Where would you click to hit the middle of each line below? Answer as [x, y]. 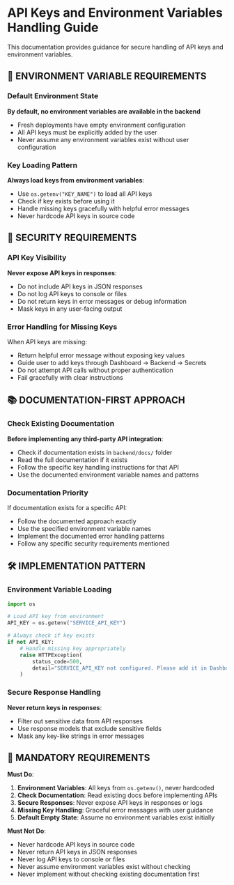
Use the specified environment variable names [84, 528]
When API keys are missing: [47, 341]
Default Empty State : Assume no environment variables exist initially [116, 817]
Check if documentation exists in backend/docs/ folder [95, 452]
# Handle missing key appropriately [73, 648]
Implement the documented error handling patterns [91, 536]
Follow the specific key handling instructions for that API [98, 467]
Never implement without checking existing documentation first [108, 874]
